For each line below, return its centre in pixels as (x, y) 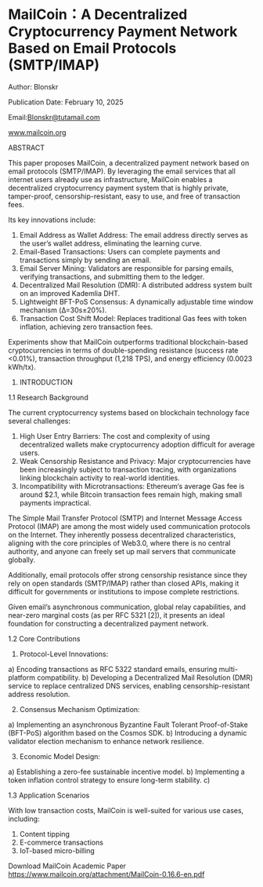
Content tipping (45, 834)
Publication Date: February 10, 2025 (66, 102)
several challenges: (40, 421)
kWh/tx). (22, 367)
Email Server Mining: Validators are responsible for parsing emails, (126, 268)
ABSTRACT (27, 148)
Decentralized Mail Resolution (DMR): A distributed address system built (136, 285)
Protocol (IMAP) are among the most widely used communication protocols (129, 526)
